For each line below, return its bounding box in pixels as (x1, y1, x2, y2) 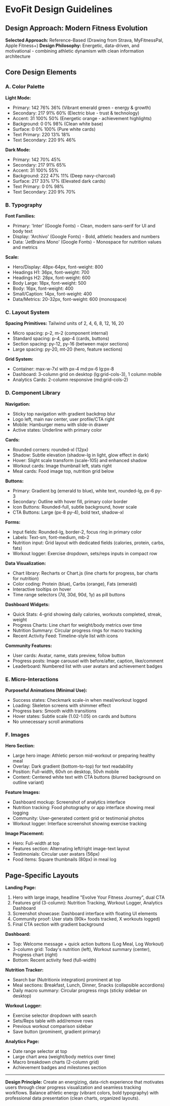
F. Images (5, 731, 30, 738)
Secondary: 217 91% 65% (12, 162, 67, 168)
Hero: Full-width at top (12, 840, 60, 847)
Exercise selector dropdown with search (12, 1012, 97, 1018)
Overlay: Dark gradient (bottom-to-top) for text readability (12, 764, 134, 770)
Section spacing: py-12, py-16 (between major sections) (12, 341, 129, 347)
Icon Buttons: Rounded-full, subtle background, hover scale (12, 504, 138, 510)
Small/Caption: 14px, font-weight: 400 (12, 290, 92, 297)
